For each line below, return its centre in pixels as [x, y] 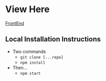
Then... [20, 67]
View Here [28, 9]
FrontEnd [15, 23]
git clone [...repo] [42, 57]
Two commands [29, 51]
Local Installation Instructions [53, 39]
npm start [31, 73]
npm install [33, 63]
